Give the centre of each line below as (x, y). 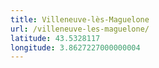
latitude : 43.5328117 (55, 38)
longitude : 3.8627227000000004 (75, 47)
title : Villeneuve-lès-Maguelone (80, 19)
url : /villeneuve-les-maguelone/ (80, 29)
